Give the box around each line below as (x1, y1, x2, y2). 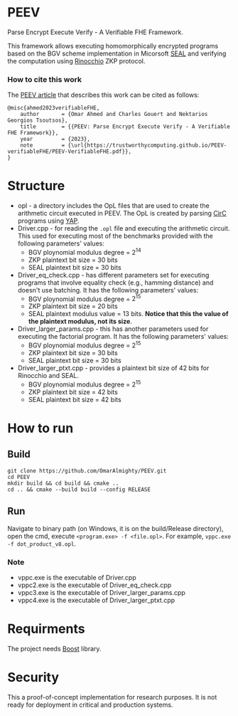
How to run (7, 420, 74, 436)
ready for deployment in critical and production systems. (7, 700, 173, 709)
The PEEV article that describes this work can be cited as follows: (7, 90, 200, 100)
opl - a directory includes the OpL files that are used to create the (17, 201, 210, 210)
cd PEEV (7, 473, 31, 480)
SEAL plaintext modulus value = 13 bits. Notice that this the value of (28, 310, 229, 318)
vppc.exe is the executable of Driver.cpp (17, 573, 136, 581)
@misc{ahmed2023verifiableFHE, (7, 105, 100, 112)
